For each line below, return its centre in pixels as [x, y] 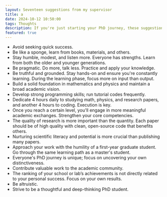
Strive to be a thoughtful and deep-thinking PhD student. [70, 189]
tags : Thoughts [21, 24]
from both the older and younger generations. [59, 63]
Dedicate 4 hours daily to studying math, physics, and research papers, [85, 99]
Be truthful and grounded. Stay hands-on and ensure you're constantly [85, 73]
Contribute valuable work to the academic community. [68, 168]
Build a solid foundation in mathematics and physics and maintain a [81, 84]
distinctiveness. [28, 163]
